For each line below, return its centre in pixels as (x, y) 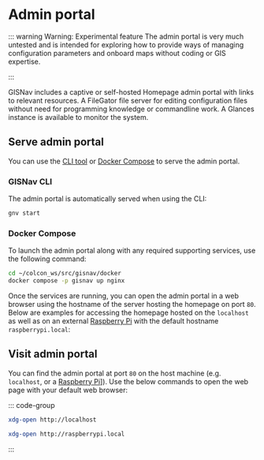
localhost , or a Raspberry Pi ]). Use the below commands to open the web (128, 381)
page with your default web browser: (68, 390)
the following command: (47, 259)
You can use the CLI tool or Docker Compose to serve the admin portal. (124, 161)
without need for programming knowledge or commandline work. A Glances (131, 109)
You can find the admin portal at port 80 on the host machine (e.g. (115, 373)
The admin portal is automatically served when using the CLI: (108, 199)
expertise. (24, 62)
